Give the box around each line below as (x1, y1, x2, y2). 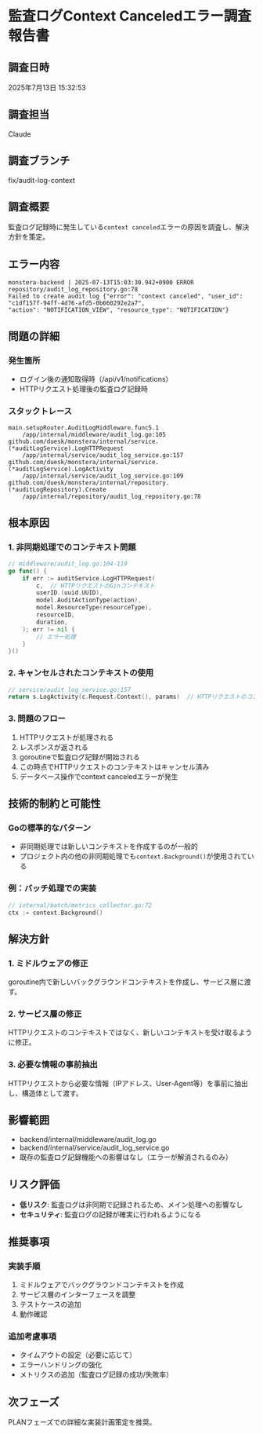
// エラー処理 (36, 633, 77, 641)
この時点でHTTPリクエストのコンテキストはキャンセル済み (19, 762, 210, 771)
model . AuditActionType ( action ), (36, 596, 142, 605)
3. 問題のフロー (8, 713, 67, 724)
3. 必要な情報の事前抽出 (8, 1059, 98, 1070)
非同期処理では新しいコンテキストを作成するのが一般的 (19, 842, 198, 851)
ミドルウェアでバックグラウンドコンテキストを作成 (19, 1279, 184, 1289)
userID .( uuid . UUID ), (36, 589, 103, 597)
